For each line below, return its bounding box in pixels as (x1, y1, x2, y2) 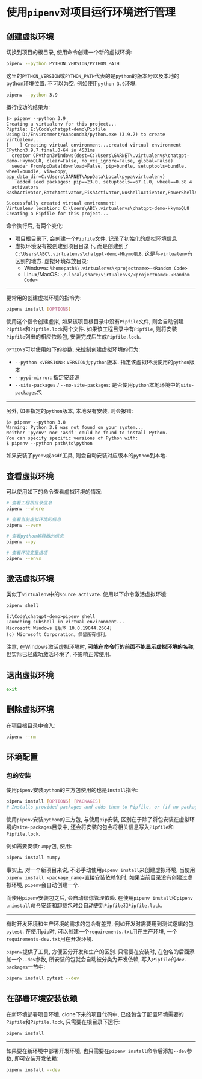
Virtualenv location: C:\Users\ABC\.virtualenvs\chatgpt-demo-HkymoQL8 (6, 205, 189, 211)
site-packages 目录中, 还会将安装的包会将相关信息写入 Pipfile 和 (17, 823, 174, 830)
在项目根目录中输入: (6, 722, 56, 729)
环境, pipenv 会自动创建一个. (11, 881, 80, 888)
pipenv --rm (6, 734, 36, 740)
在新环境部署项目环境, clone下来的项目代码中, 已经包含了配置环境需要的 (6, 1010, 185, 1017)
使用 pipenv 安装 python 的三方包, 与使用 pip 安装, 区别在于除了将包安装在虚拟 (6, 815, 190, 823)
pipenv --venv (6, 523, 42, 529)
